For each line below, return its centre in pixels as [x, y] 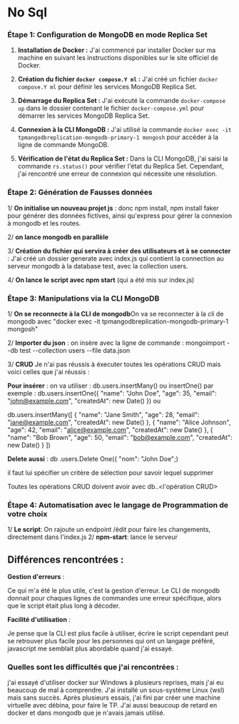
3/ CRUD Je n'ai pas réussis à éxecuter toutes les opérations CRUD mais [114, 364]
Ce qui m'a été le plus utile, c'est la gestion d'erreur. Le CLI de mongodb [113, 590]
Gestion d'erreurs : [36, 577]
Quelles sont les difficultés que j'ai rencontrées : [93, 667]
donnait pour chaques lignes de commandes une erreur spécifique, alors [115, 598]
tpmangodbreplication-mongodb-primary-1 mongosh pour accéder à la [118, 137]
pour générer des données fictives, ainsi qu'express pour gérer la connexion [120, 216]
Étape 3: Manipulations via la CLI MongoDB [83, 298]
